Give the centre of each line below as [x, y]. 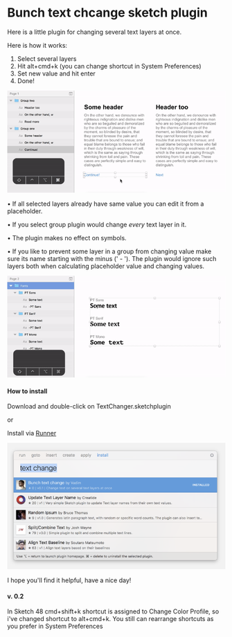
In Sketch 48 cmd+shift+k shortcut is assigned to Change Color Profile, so [113, 611]
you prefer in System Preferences [55, 626]
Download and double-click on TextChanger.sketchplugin [89, 406]
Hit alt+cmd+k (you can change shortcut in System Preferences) [109, 66]
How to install [27, 391]
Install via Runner [32, 433]
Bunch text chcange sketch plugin [107, 13]
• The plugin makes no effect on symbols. [67, 237]
